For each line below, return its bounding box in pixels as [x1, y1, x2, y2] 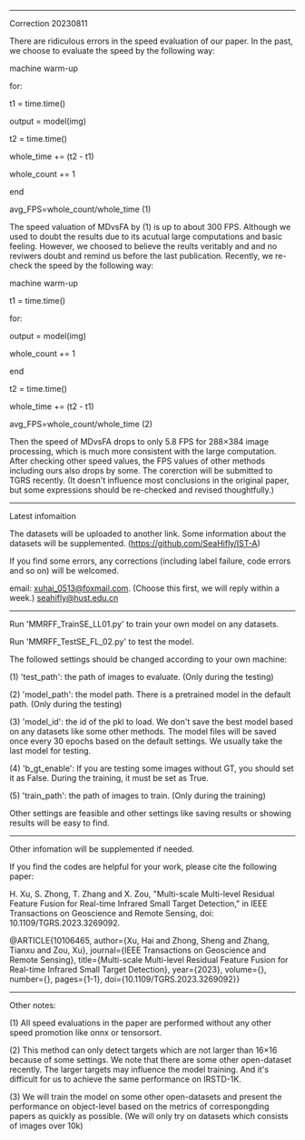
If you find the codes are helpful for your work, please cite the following [9, 861, 277, 872]
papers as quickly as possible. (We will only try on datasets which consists [9, 1111, 289, 1121]
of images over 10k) [9, 1120, 84, 1131]
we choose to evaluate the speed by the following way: [9, 45, 215, 55]
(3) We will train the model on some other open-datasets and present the [9, 1092, 282, 1102]
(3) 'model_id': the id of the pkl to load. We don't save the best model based [9, 716, 293, 727]
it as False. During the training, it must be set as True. [9, 773, 209, 783]
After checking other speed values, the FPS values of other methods [9, 455, 266, 466]
